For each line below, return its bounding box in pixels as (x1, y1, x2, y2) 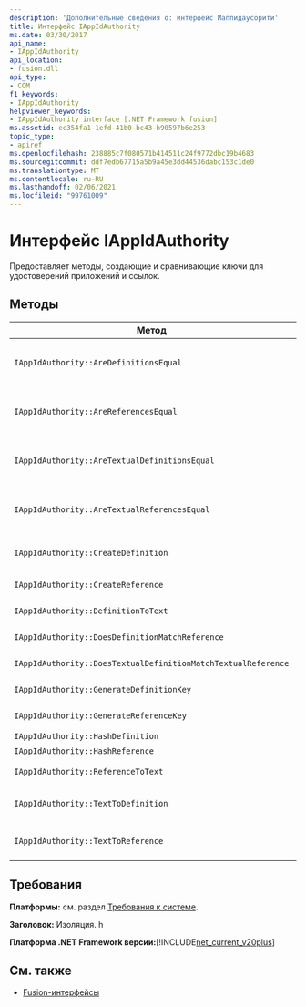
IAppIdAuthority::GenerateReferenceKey (14, 710, 187, 721)
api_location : (9, 56, 64, 65)
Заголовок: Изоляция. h (9, 919, 104, 930)
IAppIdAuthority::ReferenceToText (14, 766, 164, 776)
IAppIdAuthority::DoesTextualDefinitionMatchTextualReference (14, 658, 290, 668)
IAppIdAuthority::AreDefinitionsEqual (14, 357, 182, 367)
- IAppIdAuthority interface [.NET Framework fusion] (9, 115, 219, 124)
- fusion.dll (9, 65, 59, 74)
